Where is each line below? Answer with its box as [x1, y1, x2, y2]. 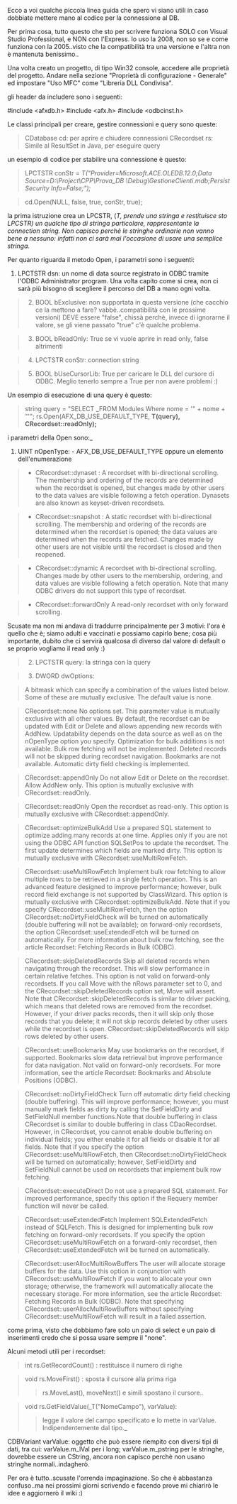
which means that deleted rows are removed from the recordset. [24, 1002, 213, 1010]
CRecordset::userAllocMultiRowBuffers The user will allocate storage [24, 1260, 226, 1268]
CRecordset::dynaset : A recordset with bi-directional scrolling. [35, 469, 219, 476]
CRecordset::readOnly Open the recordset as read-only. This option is [24, 802, 229, 810]
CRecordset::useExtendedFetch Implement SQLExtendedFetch [24, 1216, 208, 1224]
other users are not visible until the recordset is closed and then [35, 543, 221, 551]
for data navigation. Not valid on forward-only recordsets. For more [24, 1061, 221, 1069]
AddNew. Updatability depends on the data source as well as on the [24, 729, 223, 738]
